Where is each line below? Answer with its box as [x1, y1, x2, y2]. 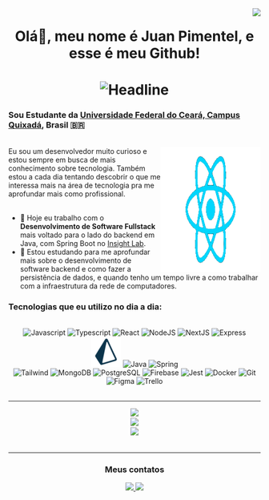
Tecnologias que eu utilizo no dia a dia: [8, 300, 163, 312]
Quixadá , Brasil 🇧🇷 [8, 119, 86, 131]
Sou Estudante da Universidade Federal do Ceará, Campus [8, 110, 240, 121]
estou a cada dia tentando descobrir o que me [8, 171, 161, 181]
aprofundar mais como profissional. [8, 188, 126, 199]
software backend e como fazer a [19, 264, 132, 273]
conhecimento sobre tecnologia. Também [8, 163, 146, 173]
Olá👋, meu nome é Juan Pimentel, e [14, 27, 255, 46]
